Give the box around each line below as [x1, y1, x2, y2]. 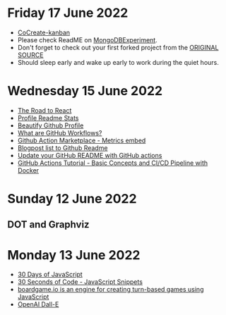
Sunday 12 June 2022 [7, 191, 137, 207]
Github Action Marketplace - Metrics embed [17, 136, 146, 144]
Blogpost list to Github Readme [17, 143, 108, 152]
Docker [17, 166, 40, 174]
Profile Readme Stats [17, 113, 79, 122]
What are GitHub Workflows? [17, 128, 102, 137]
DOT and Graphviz [7, 218, 90, 230]
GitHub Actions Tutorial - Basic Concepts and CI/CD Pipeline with [17, 159, 208, 167]
